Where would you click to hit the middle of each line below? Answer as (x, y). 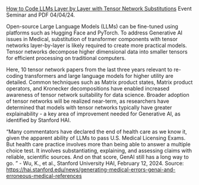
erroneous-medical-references (44, 176)
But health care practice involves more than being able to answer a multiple (99, 144)
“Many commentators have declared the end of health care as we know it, (97, 131)
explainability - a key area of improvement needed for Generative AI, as (94, 114)
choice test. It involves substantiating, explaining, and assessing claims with (99, 150)
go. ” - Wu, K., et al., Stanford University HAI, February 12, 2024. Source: (95, 163)
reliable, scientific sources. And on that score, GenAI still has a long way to (97, 157)
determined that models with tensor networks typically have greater (89, 107)
